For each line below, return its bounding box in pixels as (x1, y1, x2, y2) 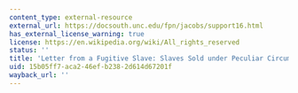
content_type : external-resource (9, 12, 133, 22)
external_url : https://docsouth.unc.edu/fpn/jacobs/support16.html (9, 21, 264, 30)
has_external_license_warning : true (9, 29, 145, 38)
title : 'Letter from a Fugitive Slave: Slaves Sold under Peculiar (9, 54, 264, 63)
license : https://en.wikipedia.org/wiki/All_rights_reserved (9, 37, 240, 47)
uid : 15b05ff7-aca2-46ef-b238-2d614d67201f (9, 63, 173, 72)
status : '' (9, 46, 50, 55)
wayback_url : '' (9, 71, 69, 80)
